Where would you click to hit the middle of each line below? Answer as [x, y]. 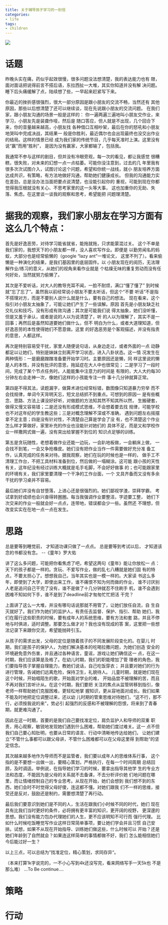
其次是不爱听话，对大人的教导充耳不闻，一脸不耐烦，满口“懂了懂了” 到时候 [82, 285]
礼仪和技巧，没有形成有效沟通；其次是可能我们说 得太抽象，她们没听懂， [84, 310]
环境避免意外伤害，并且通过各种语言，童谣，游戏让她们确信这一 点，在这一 [82, 653]
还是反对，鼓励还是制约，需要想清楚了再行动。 [57, 793]
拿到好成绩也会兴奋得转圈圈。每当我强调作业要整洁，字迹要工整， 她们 [82, 497]
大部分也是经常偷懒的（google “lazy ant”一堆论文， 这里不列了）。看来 [86, 256]
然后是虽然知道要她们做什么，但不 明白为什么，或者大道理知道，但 [91, 323]
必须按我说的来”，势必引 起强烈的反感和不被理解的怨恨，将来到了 [81, 703]
